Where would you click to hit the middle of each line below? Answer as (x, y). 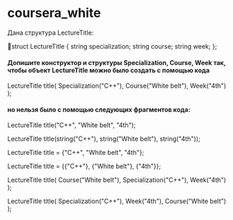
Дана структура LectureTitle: (51, 33)
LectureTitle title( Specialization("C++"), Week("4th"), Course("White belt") (117, 201)
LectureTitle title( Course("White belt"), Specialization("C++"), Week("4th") (117, 180)
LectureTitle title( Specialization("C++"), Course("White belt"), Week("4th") (117, 86)
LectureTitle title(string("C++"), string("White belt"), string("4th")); (104, 139)
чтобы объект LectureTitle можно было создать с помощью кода (109, 70)
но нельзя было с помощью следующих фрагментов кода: (99, 109)
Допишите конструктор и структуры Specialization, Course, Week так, (117, 62)
